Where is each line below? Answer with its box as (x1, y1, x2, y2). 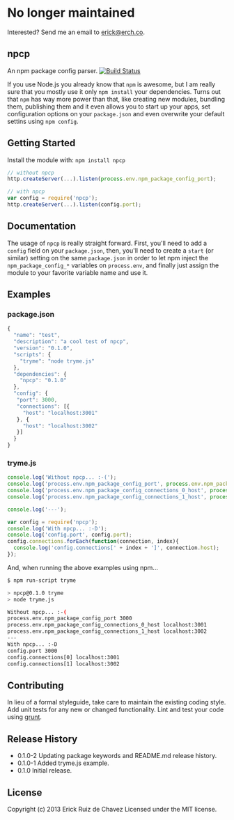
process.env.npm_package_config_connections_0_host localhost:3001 (7, 622, 208, 629)
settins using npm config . (7, 117, 79, 125)
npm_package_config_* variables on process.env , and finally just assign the (7, 261, 219, 269)
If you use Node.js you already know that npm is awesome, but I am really (7, 80, 216, 88)
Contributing (7, 679, 64, 691)
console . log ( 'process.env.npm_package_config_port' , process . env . (7, 480, 204, 488)
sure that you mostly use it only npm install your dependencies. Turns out (7, 87, 221, 95)
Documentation (7, 221, 77, 232)
